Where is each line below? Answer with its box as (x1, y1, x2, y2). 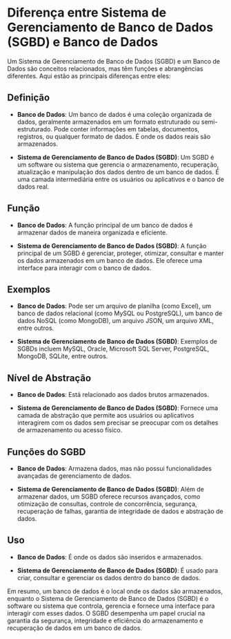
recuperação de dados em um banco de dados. (7, 624, 143, 632)
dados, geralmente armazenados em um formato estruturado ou (17, 118, 200, 126)
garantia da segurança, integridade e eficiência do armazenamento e (7, 616, 203, 624)
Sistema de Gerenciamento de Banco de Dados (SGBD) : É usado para (17, 566, 219, 575)
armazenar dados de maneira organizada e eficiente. (17, 228, 168, 237)
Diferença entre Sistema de (7, 5, 167, 21)
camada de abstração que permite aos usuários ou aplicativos (17, 411, 194, 420)
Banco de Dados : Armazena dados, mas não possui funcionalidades (17, 465, 212, 472)
